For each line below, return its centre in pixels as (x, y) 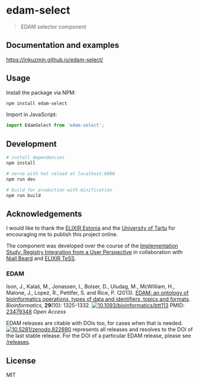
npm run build (24, 195)
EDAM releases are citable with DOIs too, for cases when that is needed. (94, 323)
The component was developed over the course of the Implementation (92, 246)
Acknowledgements (44, 214)
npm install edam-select (37, 103)
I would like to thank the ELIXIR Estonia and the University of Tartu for (91, 228)
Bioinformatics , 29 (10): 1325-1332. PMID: (95, 305)
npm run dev (21, 179)
